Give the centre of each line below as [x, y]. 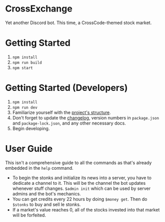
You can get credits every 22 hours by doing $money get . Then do [80, 199]
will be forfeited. [29, 215]
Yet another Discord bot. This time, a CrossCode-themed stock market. [78, 23]
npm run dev [25, 107]
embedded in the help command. [39, 168]
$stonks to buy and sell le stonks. [46, 204]
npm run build [27, 63]
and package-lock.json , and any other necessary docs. [69, 123]
